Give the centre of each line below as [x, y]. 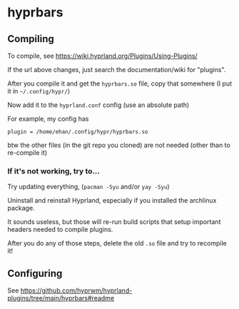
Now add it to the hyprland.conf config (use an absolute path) [98, 105]
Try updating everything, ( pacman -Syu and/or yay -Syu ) [88, 187]
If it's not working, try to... [54, 171]
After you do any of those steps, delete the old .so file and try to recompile [117, 243]
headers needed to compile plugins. [60, 230]
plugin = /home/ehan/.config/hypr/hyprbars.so [78, 132]
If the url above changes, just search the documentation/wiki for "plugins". [117, 70]
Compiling [31, 39]
